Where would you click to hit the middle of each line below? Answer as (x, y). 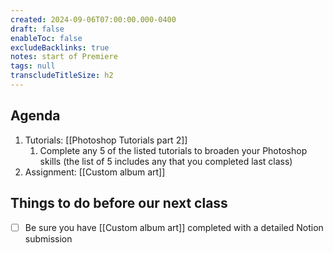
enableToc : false (46, 38)
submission (48, 238)
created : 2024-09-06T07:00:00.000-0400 (93, 19)
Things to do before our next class (119, 203)
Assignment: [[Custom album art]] (95, 172)
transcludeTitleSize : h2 (62, 76)
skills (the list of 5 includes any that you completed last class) (166, 161)
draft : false (37, 29)
